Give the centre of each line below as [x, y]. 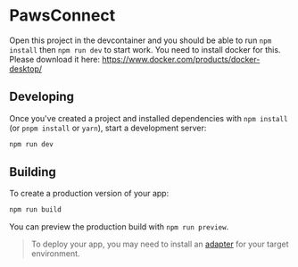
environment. [55, 254]
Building [33, 172]
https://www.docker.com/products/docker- [181, 59]
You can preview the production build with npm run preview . [119, 227]
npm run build [36, 210]
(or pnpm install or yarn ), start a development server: [108, 128]
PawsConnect [62, 16]
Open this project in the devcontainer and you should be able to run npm [141, 40]
